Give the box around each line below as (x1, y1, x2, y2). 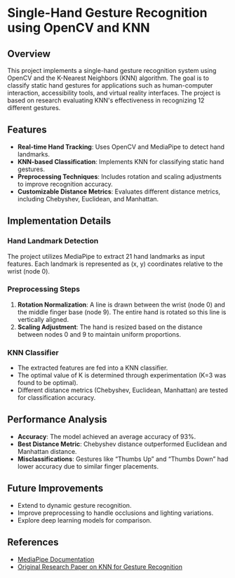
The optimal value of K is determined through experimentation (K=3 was (17, 371, 227, 379)
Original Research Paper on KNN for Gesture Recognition (17, 563, 182, 571)
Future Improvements (7, 483, 104, 495)
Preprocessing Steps (7, 284, 81, 294)
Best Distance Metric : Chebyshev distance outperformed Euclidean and (17, 440, 227, 448)
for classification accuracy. (17, 394, 96, 402)
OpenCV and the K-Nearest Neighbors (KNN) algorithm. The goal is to (7, 74, 209, 82)
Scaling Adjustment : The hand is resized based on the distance (17, 323, 203, 331)
